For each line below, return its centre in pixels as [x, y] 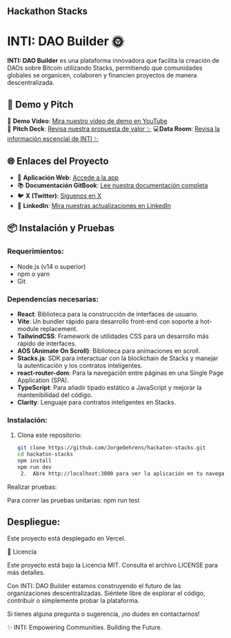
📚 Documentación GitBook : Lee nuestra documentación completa [112, 185]
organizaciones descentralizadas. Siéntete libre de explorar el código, [106, 593]
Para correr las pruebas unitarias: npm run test [73, 500]
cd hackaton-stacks [45, 454]
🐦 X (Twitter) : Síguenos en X [59, 196]
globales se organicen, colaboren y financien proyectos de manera [102, 75]
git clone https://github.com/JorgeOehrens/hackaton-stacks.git [111, 448]
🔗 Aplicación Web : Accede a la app [68, 177]
